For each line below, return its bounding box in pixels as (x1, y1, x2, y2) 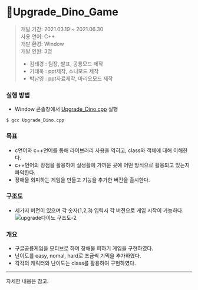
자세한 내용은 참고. (6, 278, 49, 285)
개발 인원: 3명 (20, 47, 52, 55)
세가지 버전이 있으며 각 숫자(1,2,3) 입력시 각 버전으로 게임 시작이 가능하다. (14, 206, 184, 214)
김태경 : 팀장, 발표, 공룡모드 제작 (29, 60, 103, 67)
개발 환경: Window (20, 40, 64, 47)
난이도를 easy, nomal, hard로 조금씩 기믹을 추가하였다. (14, 252, 141, 259)
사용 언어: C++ (20, 32, 55, 40)
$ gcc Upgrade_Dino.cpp (6, 117, 65, 123)
